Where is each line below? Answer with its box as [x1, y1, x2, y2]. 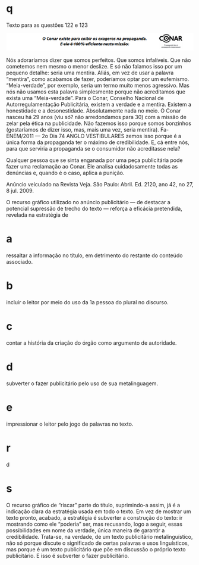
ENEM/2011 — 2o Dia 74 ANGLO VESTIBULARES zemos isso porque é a [6, 133, 182, 140]
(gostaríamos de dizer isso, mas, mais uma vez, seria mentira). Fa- [6, 126, 169, 133]
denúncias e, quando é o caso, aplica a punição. [6, 169, 125, 177]
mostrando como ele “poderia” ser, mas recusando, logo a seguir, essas [6, 520, 183, 527]
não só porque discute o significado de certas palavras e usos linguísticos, [6, 539, 189, 547]
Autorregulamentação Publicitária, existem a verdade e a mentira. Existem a [6, 101, 192, 108]
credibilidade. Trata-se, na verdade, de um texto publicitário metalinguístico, [6, 533, 193, 540]
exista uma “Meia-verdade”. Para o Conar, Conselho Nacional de [6, 95, 165, 102]
